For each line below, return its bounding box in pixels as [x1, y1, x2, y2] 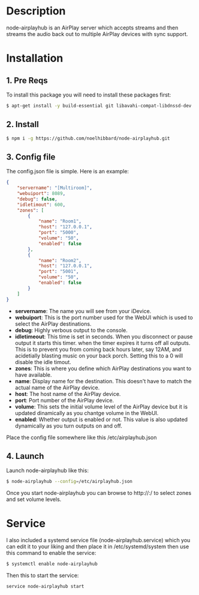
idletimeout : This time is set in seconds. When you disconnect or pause [14, 333, 193, 340]
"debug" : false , [17, 196, 58, 202]
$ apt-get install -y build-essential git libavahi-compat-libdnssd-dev [6, 103, 192, 109]
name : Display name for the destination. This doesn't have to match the [14, 377, 192, 384]
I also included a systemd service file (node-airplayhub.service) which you [6, 537, 191, 544]
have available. [14, 371, 52, 378]
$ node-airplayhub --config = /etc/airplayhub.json [6, 479, 133, 485]
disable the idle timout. [14, 358, 72, 365]
